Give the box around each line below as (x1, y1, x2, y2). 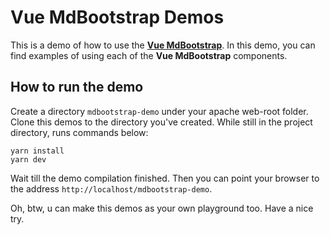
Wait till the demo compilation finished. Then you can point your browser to (10, 172, 320, 184)
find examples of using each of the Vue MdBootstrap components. (10, 49, 288, 61)
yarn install (10, 146, 65, 156)
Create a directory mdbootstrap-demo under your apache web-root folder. (10, 105, 309, 117)
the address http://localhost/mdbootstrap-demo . (10, 182, 213, 195)
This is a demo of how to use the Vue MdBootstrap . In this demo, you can (10, 39, 316, 51)
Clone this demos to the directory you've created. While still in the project (10, 116, 313, 128)
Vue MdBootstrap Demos (10, 6, 225, 29)
